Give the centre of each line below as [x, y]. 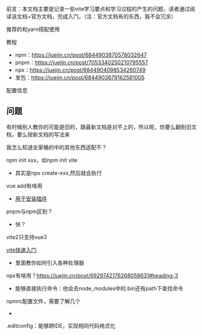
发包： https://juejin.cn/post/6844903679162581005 [80, 78]
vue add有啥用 [24, 185]
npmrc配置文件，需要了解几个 [43, 301]
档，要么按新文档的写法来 [38, 134]
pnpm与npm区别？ [30, 211]
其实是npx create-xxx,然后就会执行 [58, 173]
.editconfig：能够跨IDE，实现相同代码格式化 [61, 325]
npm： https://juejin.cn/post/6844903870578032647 [81, 55]
